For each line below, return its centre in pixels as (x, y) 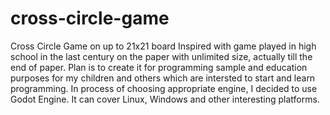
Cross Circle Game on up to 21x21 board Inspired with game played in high (163, 46)
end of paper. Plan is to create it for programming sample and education (159, 67)
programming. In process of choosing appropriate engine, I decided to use (164, 88)
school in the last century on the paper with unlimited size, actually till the (161, 56)
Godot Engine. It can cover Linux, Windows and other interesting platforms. (165, 99)
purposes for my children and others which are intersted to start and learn (163, 78)
